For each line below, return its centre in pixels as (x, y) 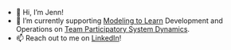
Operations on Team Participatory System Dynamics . (102, 29)
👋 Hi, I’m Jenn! (39, 12)
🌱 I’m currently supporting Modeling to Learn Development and (119, 21)
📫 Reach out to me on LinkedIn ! (69, 38)
